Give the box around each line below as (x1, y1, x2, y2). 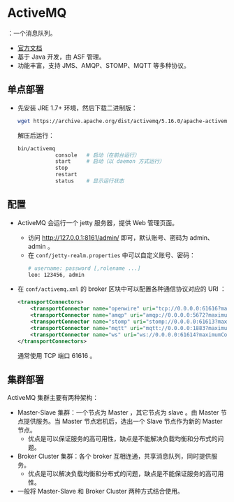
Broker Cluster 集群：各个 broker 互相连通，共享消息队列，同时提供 (17, 452, 212, 461)
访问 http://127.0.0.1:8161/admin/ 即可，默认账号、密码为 (27, 233, 189, 242)
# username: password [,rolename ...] (27, 264, 141, 272)
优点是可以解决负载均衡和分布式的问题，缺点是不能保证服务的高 (27, 470, 212, 478)
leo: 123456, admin (27, 271, 85, 278)
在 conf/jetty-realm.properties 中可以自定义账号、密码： (27, 250, 196, 259)
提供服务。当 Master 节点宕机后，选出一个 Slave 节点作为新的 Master (23, 417, 223, 426)
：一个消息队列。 (7, 29, 57, 37)
